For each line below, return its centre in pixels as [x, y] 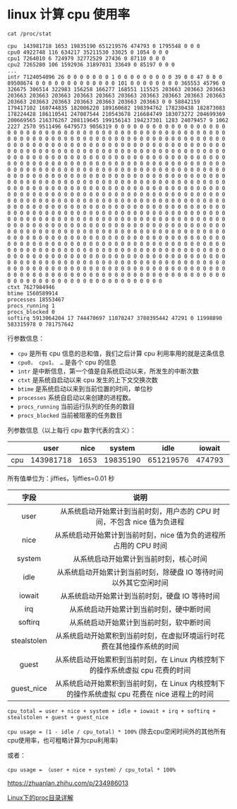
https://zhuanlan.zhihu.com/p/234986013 [68, 783]
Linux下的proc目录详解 [41, 797]
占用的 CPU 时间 [140, 545]
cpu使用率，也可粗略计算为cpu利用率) [63, 740]
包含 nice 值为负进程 [151, 521]
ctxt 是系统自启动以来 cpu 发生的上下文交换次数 [88, 379]
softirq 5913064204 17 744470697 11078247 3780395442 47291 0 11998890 [115, 318]
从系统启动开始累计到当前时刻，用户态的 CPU [135, 511]
